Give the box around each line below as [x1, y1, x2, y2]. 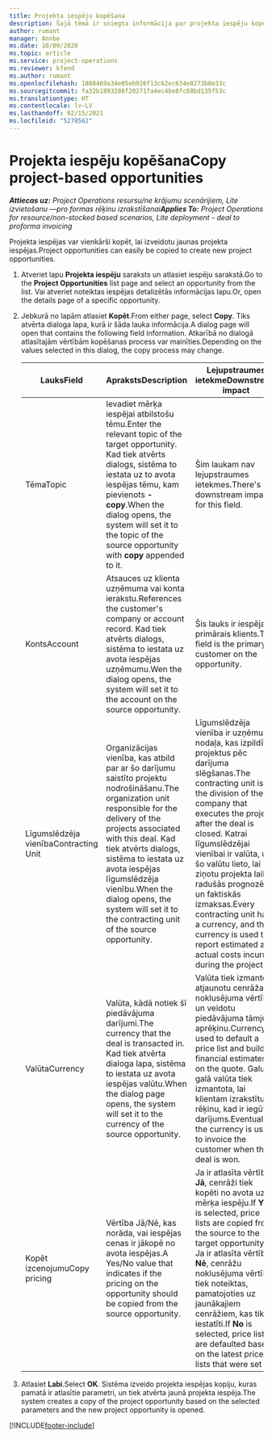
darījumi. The [105, 1018, 154, 1029]
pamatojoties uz [195, 1288, 257, 1299]
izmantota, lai [195, 1083, 246, 1094]
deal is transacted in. [105, 1038, 185, 1049]
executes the [195, 808, 245, 819]
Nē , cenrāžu [195, 1257, 242, 1269]
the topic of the [105, 529, 164, 541]
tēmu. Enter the [105, 418, 162, 429]
